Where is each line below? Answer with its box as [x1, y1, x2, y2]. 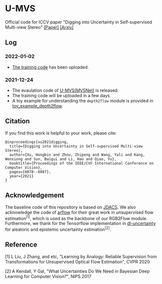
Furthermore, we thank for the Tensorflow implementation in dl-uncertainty [5, 221, 156, 226]
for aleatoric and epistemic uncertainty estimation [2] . [5, 225, 111, 232]
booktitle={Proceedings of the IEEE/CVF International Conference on [9, 161, 154, 166]
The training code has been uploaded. [12, 64, 89, 70]
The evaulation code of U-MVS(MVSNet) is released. [12, 87, 119, 93]
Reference [5, 241, 38, 249]
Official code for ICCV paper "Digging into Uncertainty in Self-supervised [5, 19, 152, 25]
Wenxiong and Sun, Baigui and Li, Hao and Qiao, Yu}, [5, 157, 117, 162]
